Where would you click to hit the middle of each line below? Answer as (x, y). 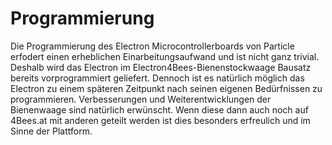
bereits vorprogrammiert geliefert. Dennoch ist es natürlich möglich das (157, 78)
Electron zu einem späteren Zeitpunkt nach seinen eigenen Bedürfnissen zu (166, 88)
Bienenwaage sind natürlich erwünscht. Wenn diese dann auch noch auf (159, 109)
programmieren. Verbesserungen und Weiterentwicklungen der (141, 99)
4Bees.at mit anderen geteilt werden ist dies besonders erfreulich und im (160, 120)
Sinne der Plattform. (51, 131)
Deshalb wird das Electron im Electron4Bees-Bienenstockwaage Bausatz (161, 67)
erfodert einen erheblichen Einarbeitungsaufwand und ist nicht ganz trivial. (165, 56)
